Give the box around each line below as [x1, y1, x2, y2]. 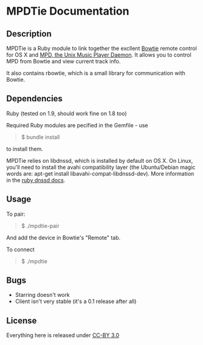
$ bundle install [21, 133, 60, 141]
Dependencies [6, 93, 63, 104]
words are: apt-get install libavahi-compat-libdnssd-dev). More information [6, 169, 194, 177]
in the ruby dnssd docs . [6, 176, 66, 183]
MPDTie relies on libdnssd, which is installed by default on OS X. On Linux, [6, 157, 193, 164]
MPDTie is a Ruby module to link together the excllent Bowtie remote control [6, 44, 198, 52]
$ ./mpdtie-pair [21, 222, 60, 229]
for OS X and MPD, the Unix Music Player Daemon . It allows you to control [6, 51, 191, 59]
